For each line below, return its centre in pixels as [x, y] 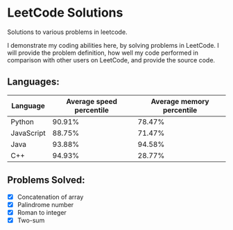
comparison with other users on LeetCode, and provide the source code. [111, 60]
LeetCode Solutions [65, 13]
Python [23, 121]
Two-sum [31, 220]
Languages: [34, 82]
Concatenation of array [50, 197]
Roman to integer [42, 212]
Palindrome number [45, 204]
